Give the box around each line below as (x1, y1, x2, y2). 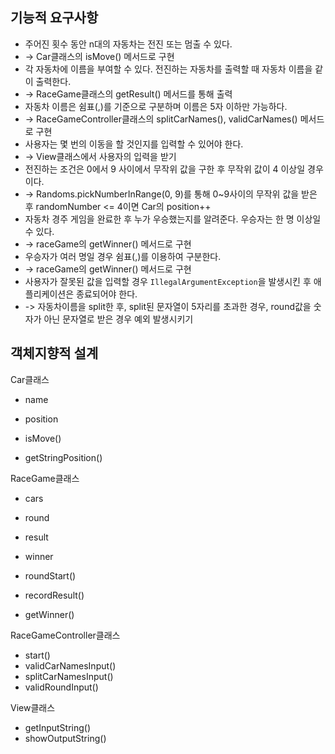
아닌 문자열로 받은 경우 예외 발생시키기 (43, 313, 194, 325)
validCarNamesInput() (24, 659, 117, 672)
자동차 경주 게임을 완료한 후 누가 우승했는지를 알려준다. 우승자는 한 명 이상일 (24, 213, 322, 225)
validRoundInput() (24, 681, 99, 693)
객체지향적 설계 (10, 345, 99, 362)
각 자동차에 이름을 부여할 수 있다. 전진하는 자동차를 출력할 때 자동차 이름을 (24, 63, 313, 75)
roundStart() (24, 569, 77, 582)
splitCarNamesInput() (24, 670, 114, 682)
